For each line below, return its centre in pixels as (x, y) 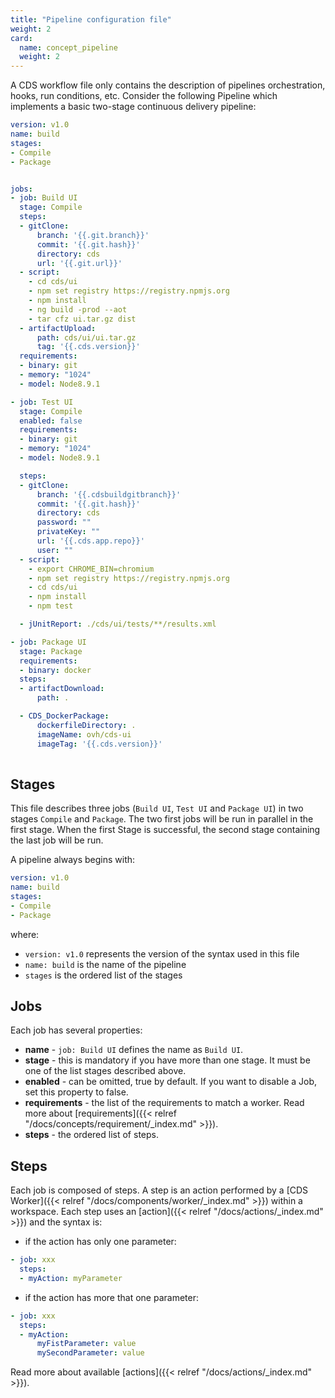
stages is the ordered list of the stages (103, 975)
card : (21, 38)
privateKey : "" (68, 532)
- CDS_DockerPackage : (64, 716)
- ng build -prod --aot (78, 309)
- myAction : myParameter (71, 1278)
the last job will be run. (57, 840)
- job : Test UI (42, 402)
